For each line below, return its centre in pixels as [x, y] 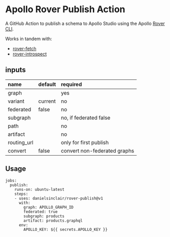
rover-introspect [30, 54]
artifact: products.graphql [53, 220]
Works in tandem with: [29, 39]
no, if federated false [86, 117]
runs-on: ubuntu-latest [40, 189]
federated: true [41, 212]
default [47, 84]
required [71, 84]
